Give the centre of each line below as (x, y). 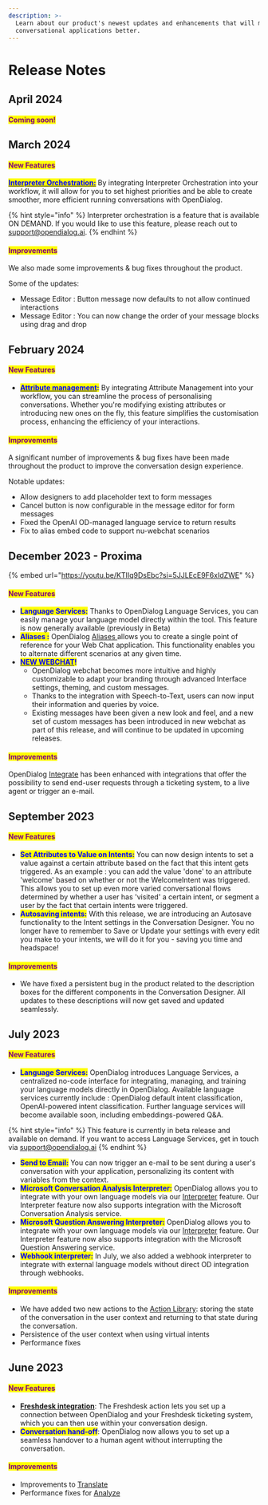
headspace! (39, 947)
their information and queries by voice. (95, 705)
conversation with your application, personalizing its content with (127, 1171)
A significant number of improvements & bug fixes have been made (119, 458)
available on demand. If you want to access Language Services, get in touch (134, 1139)
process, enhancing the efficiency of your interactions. (110, 421)
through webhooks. (52, 1273)
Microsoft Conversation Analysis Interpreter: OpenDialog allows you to (139, 1188)
